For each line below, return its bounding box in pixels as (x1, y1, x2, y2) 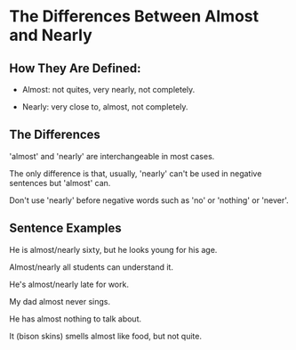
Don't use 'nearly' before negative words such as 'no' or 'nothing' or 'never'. (9, 194, 289, 206)
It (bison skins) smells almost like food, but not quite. (9, 330, 203, 341)
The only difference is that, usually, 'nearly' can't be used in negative (9, 167, 262, 179)
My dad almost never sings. (9, 296, 111, 306)
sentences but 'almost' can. (9, 177, 111, 188)
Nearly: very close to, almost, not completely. (21, 102, 188, 112)
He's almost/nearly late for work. (9, 279, 129, 289)
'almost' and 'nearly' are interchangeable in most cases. (9, 151, 215, 161)
